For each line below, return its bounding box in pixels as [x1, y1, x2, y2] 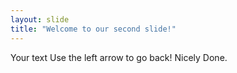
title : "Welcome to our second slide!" [10, 24, 177, 34]
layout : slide [10, 14, 70, 25]
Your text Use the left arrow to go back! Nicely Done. [10, 51, 228, 63]
